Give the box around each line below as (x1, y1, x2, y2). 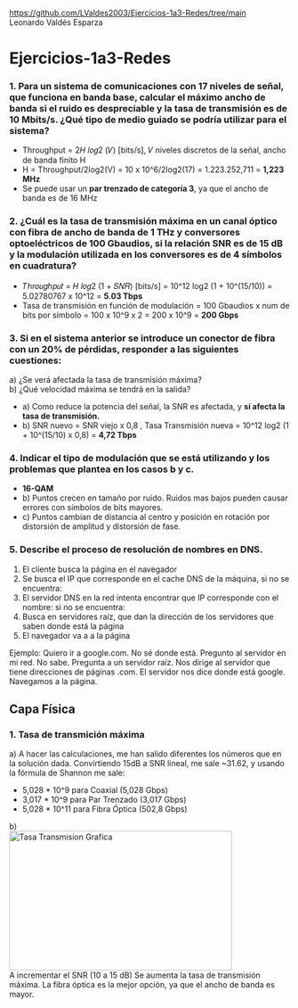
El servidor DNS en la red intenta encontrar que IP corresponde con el (21, 592, 278, 603)
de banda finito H (21, 155, 86, 166)
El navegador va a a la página (21, 630, 131, 640)
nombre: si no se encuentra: (21, 601, 126, 612)
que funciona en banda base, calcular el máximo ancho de (9, 91, 266, 103)
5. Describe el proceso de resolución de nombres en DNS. (9, 543, 263, 556)
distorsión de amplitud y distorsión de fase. (21, 521, 181, 532)
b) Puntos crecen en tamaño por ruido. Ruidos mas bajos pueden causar (21, 492, 288, 503)
